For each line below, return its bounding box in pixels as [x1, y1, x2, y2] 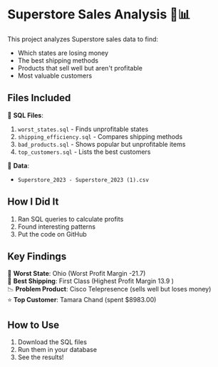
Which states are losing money [17, 48, 109, 57]
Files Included [7, 92, 71, 104]
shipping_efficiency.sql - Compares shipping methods [17, 132, 183, 140]
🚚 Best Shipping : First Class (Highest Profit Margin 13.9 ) [7, 276, 175, 286]
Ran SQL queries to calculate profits [17, 214, 124, 223]
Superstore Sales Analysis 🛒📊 [7, 6, 191, 23]
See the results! [17, 353, 64, 361]
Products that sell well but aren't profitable [17, 63, 143, 72]
